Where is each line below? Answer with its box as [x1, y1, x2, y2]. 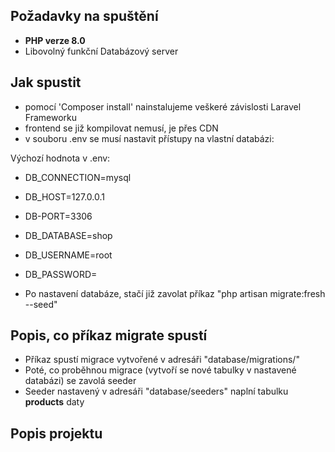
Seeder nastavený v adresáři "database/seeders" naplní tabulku [24, 385, 289, 398]
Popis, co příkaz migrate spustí [10, 327, 208, 344]
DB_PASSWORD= [24, 268, 98, 280]
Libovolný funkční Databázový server [24, 45, 179, 57]
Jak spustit [10, 74, 82, 91]
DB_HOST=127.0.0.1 [24, 190, 105, 203]
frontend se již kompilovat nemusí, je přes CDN [24, 122, 219, 134]
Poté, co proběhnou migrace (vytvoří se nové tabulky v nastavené [24, 364, 297, 376]
